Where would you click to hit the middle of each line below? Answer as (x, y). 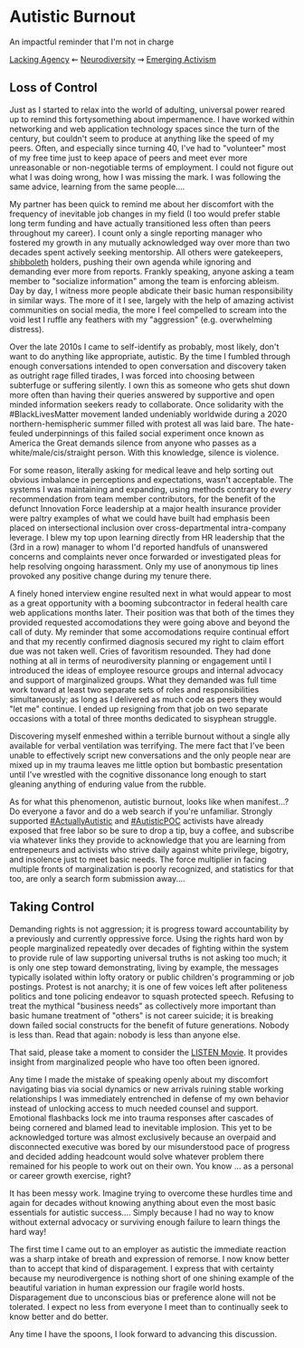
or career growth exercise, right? (70, 1175)
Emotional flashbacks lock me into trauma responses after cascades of (142, 1118)
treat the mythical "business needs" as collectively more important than (142, 1006)
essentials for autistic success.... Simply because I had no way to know (142, 1212)
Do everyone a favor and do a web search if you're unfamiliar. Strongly (141, 811)
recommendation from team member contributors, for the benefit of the (142, 499)
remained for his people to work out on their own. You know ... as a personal (152, 1166)
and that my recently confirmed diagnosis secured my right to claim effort (147, 641)
